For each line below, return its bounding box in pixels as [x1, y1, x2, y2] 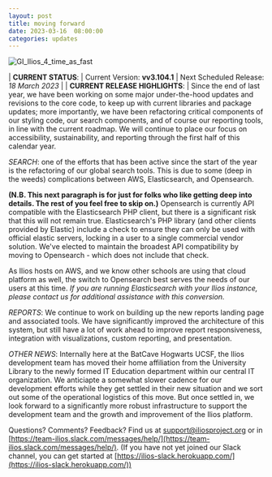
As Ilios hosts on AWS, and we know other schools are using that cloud [8, 266, 246, 276]
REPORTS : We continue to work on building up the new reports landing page [8, 307, 265, 317]
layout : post [8, 11, 53, 20]
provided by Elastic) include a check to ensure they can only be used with [8, 225, 256, 234]
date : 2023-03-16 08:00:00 [8, 27, 104, 35]
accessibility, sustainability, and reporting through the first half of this [8, 133, 240, 143]
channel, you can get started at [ [8, 451, 118, 461]
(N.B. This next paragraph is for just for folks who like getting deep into [8, 190, 253, 200]
